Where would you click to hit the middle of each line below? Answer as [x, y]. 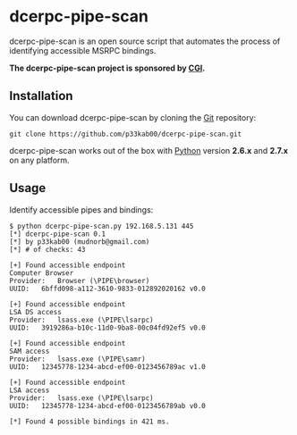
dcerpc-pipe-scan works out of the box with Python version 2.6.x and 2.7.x [148, 150]
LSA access [30, 390]
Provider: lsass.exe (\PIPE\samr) [77, 359]
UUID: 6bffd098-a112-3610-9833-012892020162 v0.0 [107, 289]
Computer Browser [42, 273]
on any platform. [39, 160]
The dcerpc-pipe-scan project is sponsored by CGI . [107, 68]
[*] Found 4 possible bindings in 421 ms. [89, 422]
